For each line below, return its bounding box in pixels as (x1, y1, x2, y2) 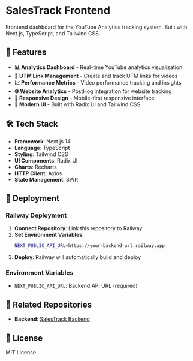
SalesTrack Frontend (5, 4, 111, 17)
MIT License (5, 349, 37, 356)
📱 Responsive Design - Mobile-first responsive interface (14, 94, 155, 101)
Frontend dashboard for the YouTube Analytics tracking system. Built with (5, 23, 188, 31)
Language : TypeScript (14, 144, 70, 151)
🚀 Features (5, 47, 47, 58)
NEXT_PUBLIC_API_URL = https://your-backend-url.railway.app (14, 243, 165, 249)
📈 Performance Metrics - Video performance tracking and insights (14, 79, 182, 86)
